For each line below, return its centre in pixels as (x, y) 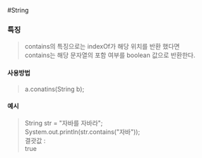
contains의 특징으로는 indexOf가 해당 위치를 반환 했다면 (102, 47)
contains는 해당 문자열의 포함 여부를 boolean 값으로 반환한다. (110, 55)
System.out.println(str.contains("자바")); (82, 132)
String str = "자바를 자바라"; (64, 123)
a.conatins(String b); (54, 89)
